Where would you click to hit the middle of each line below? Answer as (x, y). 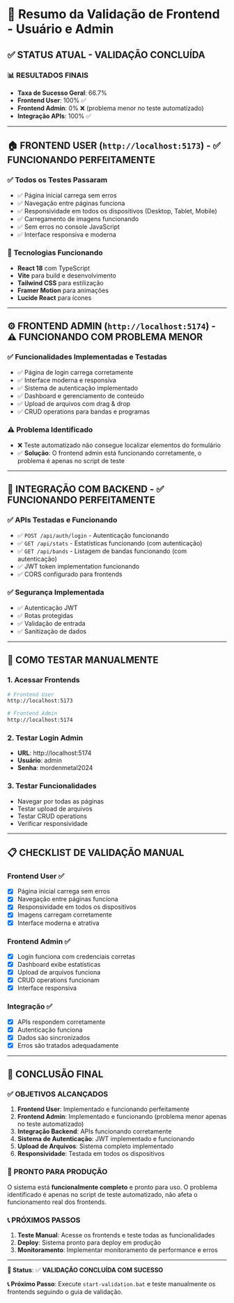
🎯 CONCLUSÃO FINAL (55, 1075)
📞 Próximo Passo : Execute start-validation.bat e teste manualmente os (111, 1284)
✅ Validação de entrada (51, 623)
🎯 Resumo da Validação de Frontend (114, 14)
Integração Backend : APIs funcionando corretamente (94, 1131)
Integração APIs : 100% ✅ (54, 116)
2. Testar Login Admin (45, 737)
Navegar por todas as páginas (61, 801)
